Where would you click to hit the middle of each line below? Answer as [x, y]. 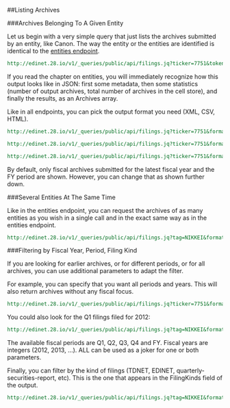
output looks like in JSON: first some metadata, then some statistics [103, 84]
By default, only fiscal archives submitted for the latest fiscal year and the [111, 169]
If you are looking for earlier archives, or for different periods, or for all [106, 264]
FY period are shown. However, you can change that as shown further [106, 177]
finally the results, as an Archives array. [63, 98]
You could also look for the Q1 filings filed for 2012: [79, 317]
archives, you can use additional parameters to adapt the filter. [95, 271]
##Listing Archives [34, 10]
